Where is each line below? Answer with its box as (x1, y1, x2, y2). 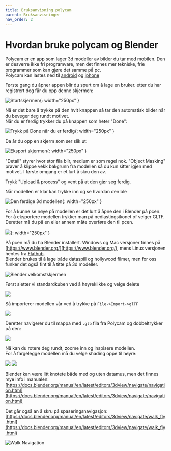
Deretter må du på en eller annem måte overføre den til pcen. (5, 219, 134, 225)
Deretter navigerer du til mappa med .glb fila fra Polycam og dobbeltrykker (5, 320, 163, 326)
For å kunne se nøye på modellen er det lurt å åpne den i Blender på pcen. (5, 208, 161, 215)
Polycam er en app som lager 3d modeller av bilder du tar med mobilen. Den (5, 56, 165, 62)
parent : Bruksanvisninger (5, 12, 60, 17)
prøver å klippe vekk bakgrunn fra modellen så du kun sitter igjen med (5, 163, 152, 169)
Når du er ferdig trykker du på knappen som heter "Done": (5, 118, 128, 124)
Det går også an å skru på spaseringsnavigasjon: (5, 408, 108, 414)
